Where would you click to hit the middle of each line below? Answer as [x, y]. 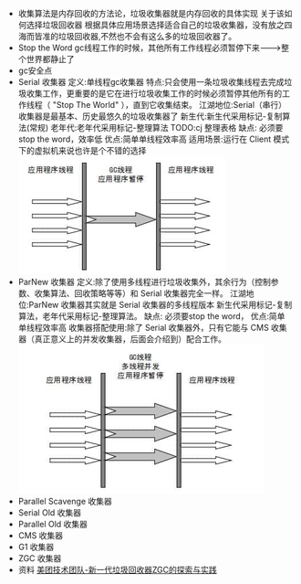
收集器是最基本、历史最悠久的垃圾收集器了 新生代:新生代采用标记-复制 [150, 116]
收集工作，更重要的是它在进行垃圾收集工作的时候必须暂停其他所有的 [154, 93]
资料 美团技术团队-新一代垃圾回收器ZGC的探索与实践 [117, 570]
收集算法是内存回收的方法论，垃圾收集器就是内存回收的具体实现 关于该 [151, 13]
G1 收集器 [36, 547]
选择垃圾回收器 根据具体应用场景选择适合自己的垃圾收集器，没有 [147, 25]
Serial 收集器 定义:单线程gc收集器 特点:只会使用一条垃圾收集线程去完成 [151, 82]
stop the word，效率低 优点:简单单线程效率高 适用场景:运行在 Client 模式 [154, 139]
